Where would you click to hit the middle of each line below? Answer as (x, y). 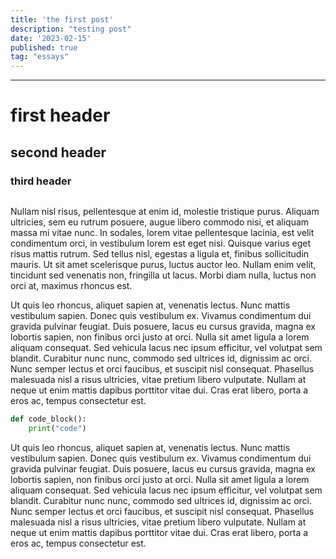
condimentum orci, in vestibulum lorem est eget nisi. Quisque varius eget (160, 243)
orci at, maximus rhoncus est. (71, 285)
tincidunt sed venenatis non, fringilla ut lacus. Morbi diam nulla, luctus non (163, 275)
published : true (44, 47)
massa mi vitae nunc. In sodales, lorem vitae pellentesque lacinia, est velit (162, 232)
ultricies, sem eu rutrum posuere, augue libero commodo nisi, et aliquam (160, 222)
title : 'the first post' (62, 19)
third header (41, 181)
